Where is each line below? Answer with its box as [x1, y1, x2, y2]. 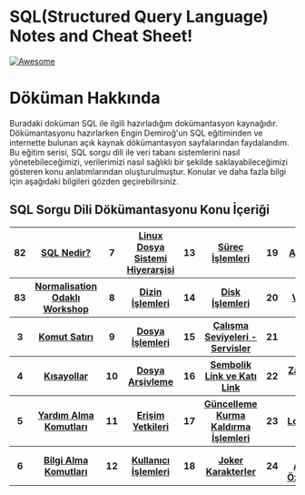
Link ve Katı [204, 369, 257, 382]
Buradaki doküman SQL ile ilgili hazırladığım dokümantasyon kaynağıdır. [9, 117, 279, 128]
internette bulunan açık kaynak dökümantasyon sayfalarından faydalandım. [9, 136, 290, 147]
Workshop [43, 302, 89, 315]
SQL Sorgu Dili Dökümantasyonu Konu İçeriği [9, 202, 271, 217]
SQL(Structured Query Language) [9, 6, 270, 27]
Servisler [210, 341, 251, 354]
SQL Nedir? [40, 246, 92, 258]
